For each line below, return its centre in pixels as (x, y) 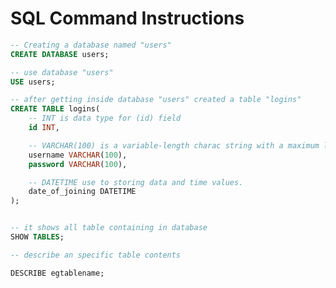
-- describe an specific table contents (96, 255)
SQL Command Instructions (127, 18)
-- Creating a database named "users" (91, 45)
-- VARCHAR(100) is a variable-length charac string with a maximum (174, 145)
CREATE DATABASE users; (60, 54)
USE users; (33, 82)
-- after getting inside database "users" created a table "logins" (156, 100)
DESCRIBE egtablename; (57, 273)
